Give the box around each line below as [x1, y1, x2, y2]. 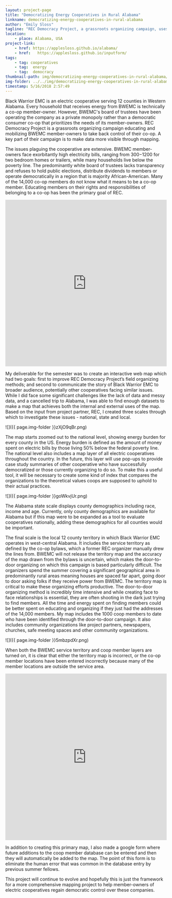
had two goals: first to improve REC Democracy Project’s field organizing [5, 376, 159, 382]
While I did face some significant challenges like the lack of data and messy [5, 392, 165, 398]
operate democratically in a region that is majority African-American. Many [5, 173, 163, 179]
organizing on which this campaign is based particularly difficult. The [16, 562, 162, 568]
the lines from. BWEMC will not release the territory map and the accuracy [5, 550, 162, 557]
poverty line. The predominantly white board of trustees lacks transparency [5, 162, 165, 168]
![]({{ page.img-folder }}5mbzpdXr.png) [5, 637, 89, 643]
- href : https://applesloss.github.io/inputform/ [14, 50, 127, 55]
